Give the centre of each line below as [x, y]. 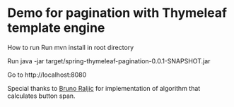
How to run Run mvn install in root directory [71, 47]
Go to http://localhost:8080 [47, 75]
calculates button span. [41, 96]
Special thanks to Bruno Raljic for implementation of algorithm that [104, 88]
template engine [56, 28]
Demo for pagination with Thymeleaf [117, 13]
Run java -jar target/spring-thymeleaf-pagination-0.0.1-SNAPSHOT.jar [109, 61]
